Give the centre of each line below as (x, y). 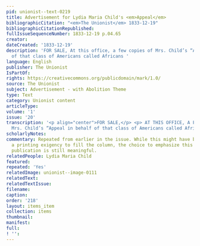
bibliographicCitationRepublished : (50, 28)
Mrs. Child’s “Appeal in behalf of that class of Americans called (97, 128)
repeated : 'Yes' (26, 167)
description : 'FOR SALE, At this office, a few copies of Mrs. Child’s (97, 51)
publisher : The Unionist (37, 67)
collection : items (29, 212)
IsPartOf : (18, 73)
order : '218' (22, 201)
